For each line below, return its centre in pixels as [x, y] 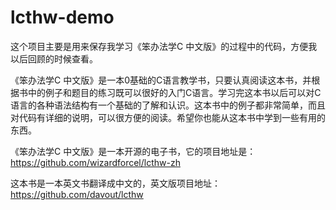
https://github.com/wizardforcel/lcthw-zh [95, 162]
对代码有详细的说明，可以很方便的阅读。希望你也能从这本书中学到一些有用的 [168, 117]
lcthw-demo [62, 17]
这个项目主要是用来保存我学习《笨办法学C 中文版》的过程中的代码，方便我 [164, 46]
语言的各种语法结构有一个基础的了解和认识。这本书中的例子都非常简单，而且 [168, 105]
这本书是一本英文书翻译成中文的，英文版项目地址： [115, 183]
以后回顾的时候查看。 [54, 58]
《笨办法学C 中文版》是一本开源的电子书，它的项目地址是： [133, 151]
